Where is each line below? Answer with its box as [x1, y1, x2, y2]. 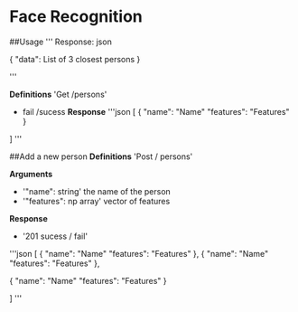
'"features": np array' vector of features [22, 195, 171, 206]
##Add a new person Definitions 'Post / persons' [9, 151, 193, 162]
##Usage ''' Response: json [9, 36, 113, 47]
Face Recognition [9, 6, 143, 27]
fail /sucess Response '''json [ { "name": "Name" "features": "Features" [22, 106, 291, 117]
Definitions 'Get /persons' [9, 89, 107, 99]
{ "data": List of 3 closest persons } [9, 53, 141, 64]
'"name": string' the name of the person [22, 185, 172, 196]
